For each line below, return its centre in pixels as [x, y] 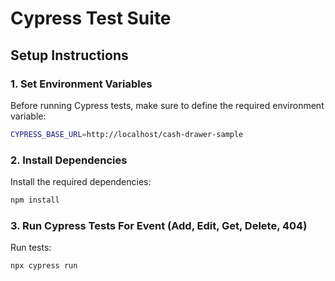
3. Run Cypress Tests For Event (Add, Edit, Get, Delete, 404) [159, 225]
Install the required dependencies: [81, 182]
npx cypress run [44, 266]
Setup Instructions [69, 55]
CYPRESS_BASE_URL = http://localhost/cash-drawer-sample [127, 134]
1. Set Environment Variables [81, 84]
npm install [35, 200]
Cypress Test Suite [91, 18]
